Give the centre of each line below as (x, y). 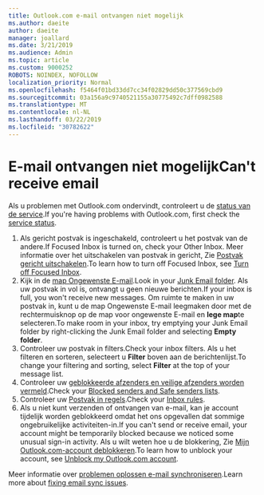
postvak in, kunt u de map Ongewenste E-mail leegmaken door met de (136, 306)
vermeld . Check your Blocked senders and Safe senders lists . (120, 390)
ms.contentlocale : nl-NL (49, 113)
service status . (33, 222)
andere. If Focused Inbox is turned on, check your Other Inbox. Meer (132, 246)
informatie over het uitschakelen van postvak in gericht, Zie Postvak (131, 255)
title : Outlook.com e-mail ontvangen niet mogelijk (96, 16)
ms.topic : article (39, 61)
